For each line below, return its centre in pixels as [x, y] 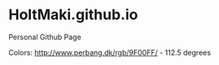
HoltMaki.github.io [73, 15]
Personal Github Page [45, 37]
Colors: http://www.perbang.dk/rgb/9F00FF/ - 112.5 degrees [110, 52]
